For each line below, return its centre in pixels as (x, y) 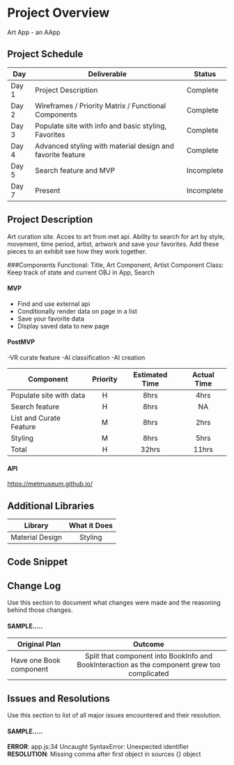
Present (47, 190)
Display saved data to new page (63, 326)
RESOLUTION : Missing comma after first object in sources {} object (104, 754)
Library (36, 525)
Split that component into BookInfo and (148, 656)
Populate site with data (48, 395)
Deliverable (107, 73)
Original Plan (39, 644)
